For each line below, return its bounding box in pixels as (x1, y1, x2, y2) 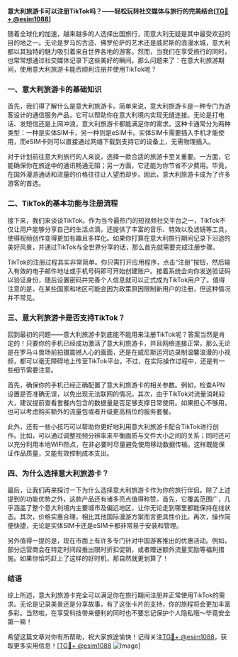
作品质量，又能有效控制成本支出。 (13, 448, 113, 457)
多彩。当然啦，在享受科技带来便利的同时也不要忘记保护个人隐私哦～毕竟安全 (7, 609, 231, 617)
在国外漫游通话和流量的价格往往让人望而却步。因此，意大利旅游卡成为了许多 (7, 170, 231, 179)
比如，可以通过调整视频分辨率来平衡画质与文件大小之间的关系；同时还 (19, 431, 225, 439)
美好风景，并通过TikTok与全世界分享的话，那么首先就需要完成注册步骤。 (7, 243, 220, 251)
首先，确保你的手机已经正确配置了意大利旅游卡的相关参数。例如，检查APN (7, 380, 225, 389)
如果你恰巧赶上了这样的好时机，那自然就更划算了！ (19, 554, 169, 563)
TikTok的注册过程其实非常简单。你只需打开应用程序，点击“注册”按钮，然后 (7, 258, 225, 266)
